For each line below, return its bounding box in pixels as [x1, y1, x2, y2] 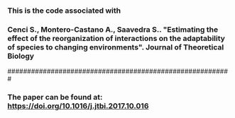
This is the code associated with [7, 6, 121, 16]
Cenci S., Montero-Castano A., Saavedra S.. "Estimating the [7, 24, 219, 34]
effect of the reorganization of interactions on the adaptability [7, 33, 226, 43]
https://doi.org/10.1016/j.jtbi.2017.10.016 [7, 101, 149, 111]
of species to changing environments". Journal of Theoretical [7, 42, 224, 52]
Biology [7, 51, 34, 61]
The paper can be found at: [7, 93, 103, 102]
